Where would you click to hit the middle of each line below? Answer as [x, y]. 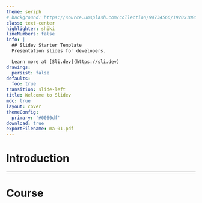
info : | [16, 40]
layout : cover [24, 106]
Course [25, 193]
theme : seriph [24, 12]
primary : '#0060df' [36, 118]
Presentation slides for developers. [59, 51]
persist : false [31, 73]
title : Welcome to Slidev [38, 95]
